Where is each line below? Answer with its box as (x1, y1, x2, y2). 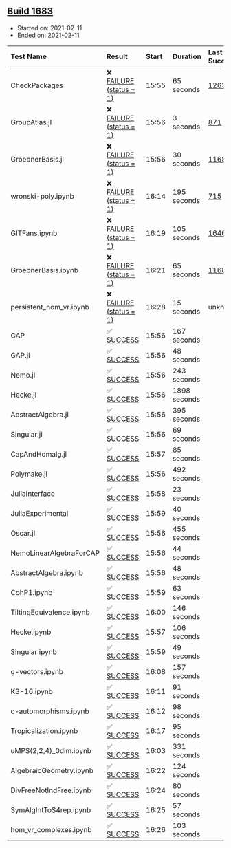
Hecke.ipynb (10, 627, 52, 637)
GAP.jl (10, 350, 30, 360)
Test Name (10, 52, 47, 61)
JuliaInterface (10, 488, 55, 498)
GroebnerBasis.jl (10, 154, 64, 164)
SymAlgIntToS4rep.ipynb (10, 805, 91, 814)
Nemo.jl (10, 370, 36, 380)
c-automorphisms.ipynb (10, 706, 89, 716)
